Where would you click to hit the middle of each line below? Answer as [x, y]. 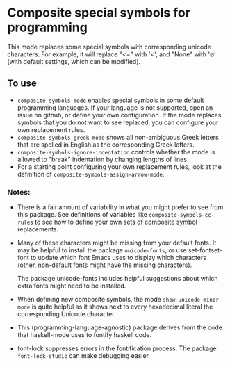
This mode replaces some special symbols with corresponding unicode [109, 47]
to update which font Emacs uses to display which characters [118, 258]
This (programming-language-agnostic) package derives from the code [120, 327]
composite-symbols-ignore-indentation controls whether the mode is [116, 152]
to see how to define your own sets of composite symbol [116, 222]
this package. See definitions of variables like [82, 215]
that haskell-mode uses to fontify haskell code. [84, 335]
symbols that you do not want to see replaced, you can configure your [118, 122]
